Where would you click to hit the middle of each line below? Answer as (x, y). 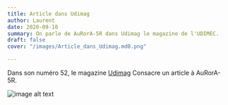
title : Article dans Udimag (49, 14)
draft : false (26, 40)
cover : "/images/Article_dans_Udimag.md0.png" (77, 47)
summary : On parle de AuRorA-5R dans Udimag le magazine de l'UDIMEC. (113, 33)
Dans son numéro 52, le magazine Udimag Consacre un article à (101, 73)
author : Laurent (31, 20)
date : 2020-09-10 (33, 27)
